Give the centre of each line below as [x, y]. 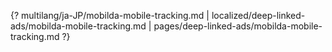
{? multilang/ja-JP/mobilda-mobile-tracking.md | [110, 15]
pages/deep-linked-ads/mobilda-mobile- [238, 26]
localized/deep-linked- [258, 15]
